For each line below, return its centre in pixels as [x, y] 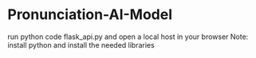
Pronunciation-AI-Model [90, 15]
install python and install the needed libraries [81, 44]
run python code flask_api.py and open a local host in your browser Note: [128, 37]
